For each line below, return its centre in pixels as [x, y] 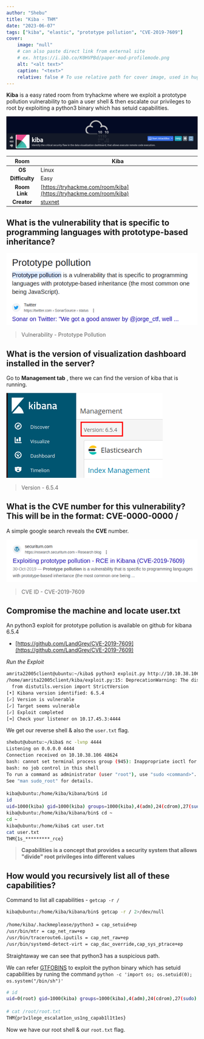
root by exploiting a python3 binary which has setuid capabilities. [88, 108]
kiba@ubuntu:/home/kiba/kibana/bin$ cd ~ [59, 813]
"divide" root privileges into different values [78, 857]
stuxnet [50, 201]
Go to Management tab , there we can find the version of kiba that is [92, 378]
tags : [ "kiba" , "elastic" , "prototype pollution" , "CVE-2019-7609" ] [95, 32]
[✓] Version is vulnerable [40, 699]
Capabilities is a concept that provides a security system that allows [109, 850]
